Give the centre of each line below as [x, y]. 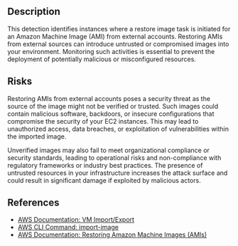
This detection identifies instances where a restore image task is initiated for [119, 28]
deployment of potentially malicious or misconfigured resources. [102, 59]
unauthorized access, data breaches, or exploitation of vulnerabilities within [118, 129]
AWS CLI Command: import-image [68, 228]
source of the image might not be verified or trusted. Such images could [113, 106]
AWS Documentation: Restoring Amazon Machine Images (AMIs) [112, 235]
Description [34, 12]
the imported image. [37, 136]
